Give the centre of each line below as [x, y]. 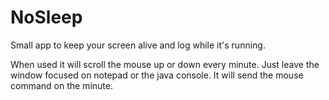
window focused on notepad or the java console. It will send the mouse [157, 75]
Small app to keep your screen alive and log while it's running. [138, 45]
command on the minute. [61, 85]
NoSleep [46, 17]
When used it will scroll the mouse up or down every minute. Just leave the [165, 64]
